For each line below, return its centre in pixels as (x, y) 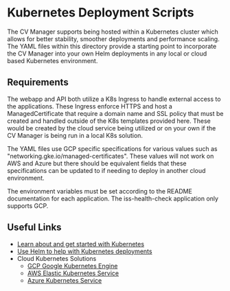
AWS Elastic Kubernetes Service (73, 273)
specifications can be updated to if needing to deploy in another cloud (106, 170)
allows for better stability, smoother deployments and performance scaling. (113, 38)
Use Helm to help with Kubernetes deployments (84, 251)
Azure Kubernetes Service (65, 280)
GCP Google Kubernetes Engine (72, 266)
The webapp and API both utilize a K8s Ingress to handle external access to (114, 99)
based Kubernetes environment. (53, 60)
